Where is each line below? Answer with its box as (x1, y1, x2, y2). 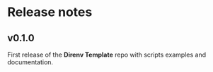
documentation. (7, 58, 54, 66)
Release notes (7, 4, 93, 20)
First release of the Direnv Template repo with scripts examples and (7, 50, 207, 59)
